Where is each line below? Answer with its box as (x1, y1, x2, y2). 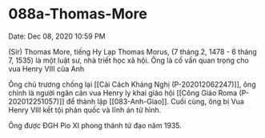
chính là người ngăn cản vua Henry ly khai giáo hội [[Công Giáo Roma (8, 87, 238, 97)
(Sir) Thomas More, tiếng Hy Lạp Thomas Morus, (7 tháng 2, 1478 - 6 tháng (8, 47, 258, 56)
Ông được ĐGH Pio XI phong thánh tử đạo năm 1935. (8, 120, 183, 130)
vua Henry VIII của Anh (8, 63, 85, 73)
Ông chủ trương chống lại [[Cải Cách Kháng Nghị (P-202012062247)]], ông (8, 79, 256, 89)
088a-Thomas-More (8, 5, 148, 23)
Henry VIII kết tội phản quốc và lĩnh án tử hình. (8, 105, 162, 115)
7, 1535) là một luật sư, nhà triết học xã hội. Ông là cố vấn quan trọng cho (8, 55, 250, 65)
